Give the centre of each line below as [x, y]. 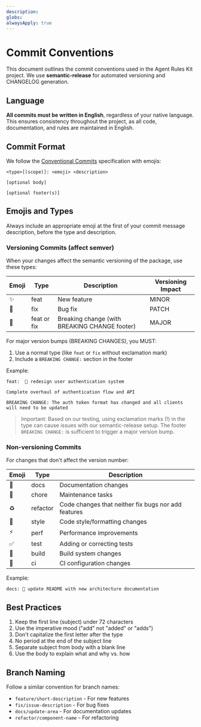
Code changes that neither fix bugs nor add [121, 505]
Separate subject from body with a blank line [70, 647]
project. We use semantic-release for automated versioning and [86, 75]
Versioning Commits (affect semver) [60, 247]
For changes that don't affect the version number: [68, 460]
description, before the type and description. [61, 232]
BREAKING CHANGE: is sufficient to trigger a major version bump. [98, 432]
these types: [22, 267]
